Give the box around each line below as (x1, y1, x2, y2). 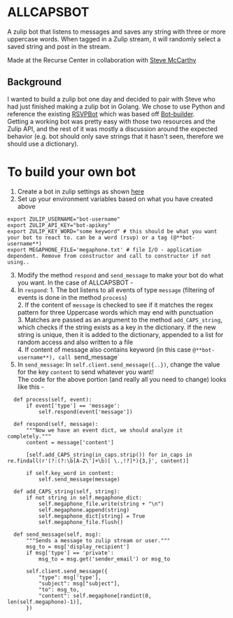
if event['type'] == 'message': (25, 402, 120, 409)
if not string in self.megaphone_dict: (25, 494, 142, 501)
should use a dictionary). (7, 139, 79, 148)
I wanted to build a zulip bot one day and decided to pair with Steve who (7, 95, 216, 103)
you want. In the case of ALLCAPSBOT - (17, 278, 134, 287)
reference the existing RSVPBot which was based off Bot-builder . (7, 109, 195, 118)
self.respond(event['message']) (38, 408, 133, 416)
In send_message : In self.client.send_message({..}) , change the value (17, 360, 220, 369)
